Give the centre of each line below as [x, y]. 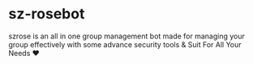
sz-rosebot [47, 14]
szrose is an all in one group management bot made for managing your [127, 36]
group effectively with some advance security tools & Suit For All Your [125, 44]
